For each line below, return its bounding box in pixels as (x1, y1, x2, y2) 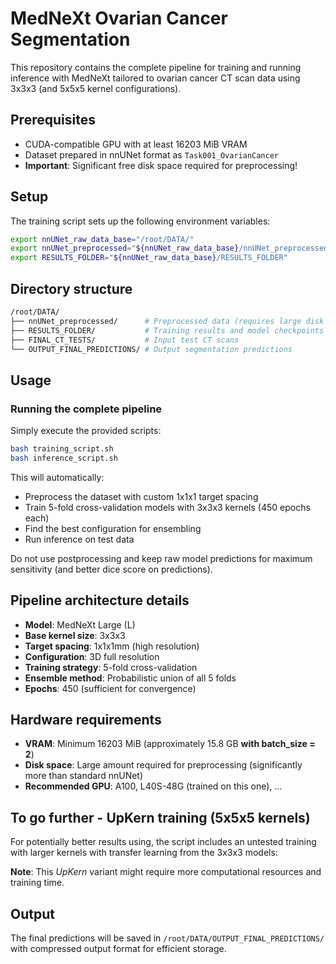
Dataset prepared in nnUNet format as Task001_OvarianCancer (24, 148, 280, 161)
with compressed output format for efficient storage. (10, 943, 227, 955)
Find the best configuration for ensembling (24, 522, 202, 534)
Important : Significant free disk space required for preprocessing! (24, 159, 298, 171)
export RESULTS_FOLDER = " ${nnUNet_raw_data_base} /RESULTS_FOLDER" (10, 253, 288, 263)
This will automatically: (10, 471, 105, 483)
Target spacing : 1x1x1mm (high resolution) (24, 640, 200, 652)
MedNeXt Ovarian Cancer (10, 7, 228, 30)
